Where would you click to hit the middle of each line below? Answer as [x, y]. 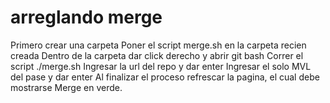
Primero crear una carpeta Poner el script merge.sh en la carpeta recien [158, 45]
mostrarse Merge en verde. [66, 87]
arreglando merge [86, 17]
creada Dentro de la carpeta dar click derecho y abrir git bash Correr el [157, 55]
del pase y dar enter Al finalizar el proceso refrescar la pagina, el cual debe [165, 77]
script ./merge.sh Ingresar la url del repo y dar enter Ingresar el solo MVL [161, 66]
